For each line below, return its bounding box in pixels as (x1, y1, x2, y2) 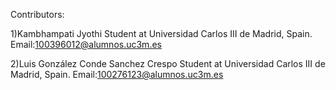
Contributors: (10, 9, 65, 20)
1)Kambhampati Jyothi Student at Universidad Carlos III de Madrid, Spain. (10, 28, 313, 39)
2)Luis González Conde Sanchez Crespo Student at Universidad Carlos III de (10, 58, 326, 69)
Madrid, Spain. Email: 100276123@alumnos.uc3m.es (10, 69, 224, 80)
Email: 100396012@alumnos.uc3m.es (10, 39, 162, 50)
